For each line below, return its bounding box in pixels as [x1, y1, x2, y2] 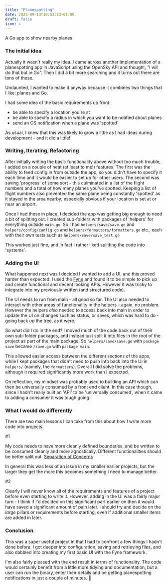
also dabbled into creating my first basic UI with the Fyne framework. [5, 549, 147, 555]
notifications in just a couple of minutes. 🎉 [5, 574, 91, 580]
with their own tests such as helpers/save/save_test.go [5, 232, 120, 238]
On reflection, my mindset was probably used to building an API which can [5, 378, 159, 385]
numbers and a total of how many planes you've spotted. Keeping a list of [5, 185, 157, 191]
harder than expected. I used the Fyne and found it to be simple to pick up [5, 276, 158, 282]
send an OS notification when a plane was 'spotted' [12, 119, 119, 125]
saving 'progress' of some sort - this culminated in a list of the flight [5, 179, 145, 185]
